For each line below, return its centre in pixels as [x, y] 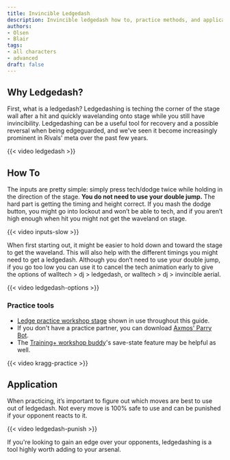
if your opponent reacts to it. [47, 415]
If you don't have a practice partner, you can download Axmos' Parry [114, 327]
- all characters [32, 52]
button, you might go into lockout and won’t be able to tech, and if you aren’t [115, 211]
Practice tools [31, 306]
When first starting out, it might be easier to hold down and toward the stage [115, 245]
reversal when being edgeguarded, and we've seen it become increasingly [112, 130]
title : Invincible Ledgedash [49, 13]
